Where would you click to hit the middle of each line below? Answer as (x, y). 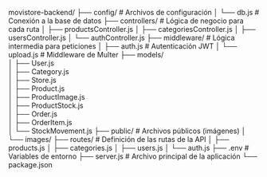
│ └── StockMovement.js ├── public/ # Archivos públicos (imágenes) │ (127, 131)
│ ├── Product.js (37, 88)
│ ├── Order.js (33, 114)
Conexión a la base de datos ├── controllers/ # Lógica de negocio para (126, 21)
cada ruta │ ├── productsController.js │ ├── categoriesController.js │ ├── (132, 29)
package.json (31, 165)
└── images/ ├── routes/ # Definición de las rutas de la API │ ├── (119, 139)
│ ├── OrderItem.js (40, 122)
